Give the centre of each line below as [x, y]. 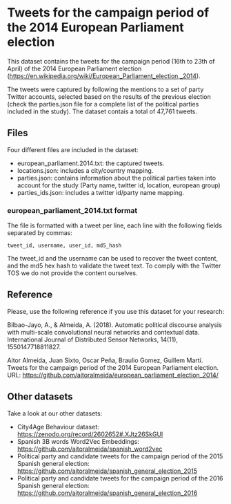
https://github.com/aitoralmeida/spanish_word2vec [90, 449]
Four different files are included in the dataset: [73, 149]
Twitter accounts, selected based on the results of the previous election [109, 96]
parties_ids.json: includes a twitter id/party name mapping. [101, 192]
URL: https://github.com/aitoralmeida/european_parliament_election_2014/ [113, 375]
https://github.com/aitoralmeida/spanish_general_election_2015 [107, 471]
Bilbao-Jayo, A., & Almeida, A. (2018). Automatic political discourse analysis [114, 325]
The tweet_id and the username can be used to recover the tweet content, [113, 259]
